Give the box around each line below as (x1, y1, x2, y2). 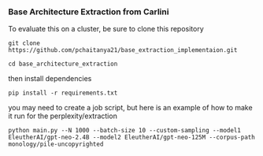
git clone (8, 39, 41, 47)
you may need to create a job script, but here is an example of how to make (8, 103, 254, 113)
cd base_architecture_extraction (8, 60, 118, 69)
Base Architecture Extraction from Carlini (8, 6, 169, 17)
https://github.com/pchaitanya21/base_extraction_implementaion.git (8, 46, 238, 54)
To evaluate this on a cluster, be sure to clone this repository (8, 24, 205, 34)
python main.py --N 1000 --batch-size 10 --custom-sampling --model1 (8, 127, 242, 135)
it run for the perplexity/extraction (8, 111, 118, 121)
